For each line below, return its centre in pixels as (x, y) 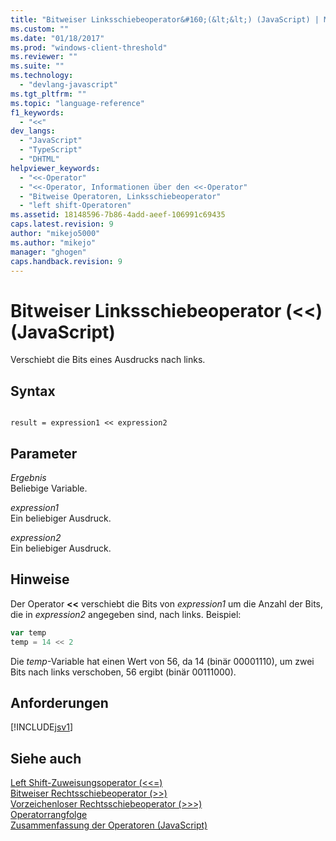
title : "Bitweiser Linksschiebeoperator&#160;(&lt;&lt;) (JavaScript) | (165, 19)
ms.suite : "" (37, 66)
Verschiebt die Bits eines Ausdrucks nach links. (108, 360)
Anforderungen (59, 702)
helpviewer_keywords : (55, 168)
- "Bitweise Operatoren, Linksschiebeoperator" (120, 196)
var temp (28, 632)
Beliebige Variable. (49, 488)
